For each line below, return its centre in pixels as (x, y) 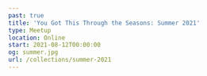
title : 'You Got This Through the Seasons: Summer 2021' (104, 23)
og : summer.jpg (33, 52)
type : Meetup (30, 30)
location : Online (37, 38)
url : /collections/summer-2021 (60, 60)
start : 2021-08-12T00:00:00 (55, 45)
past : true (26, 15)
